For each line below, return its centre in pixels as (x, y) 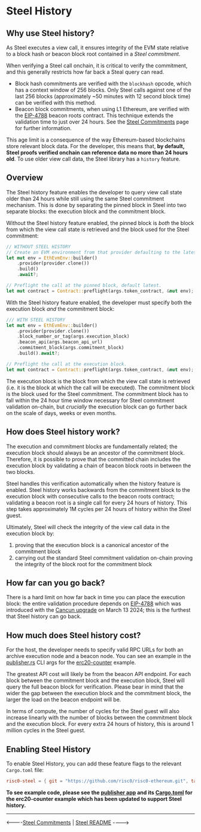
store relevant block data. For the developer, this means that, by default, (95, 146)
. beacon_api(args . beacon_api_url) (60, 342)
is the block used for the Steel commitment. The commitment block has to (97, 394)
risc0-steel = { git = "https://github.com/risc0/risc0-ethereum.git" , (97, 781)
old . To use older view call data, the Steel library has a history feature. (93, 159)
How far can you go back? (56, 583)
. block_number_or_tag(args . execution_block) (73, 337)
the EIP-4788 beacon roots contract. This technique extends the (94, 115)
